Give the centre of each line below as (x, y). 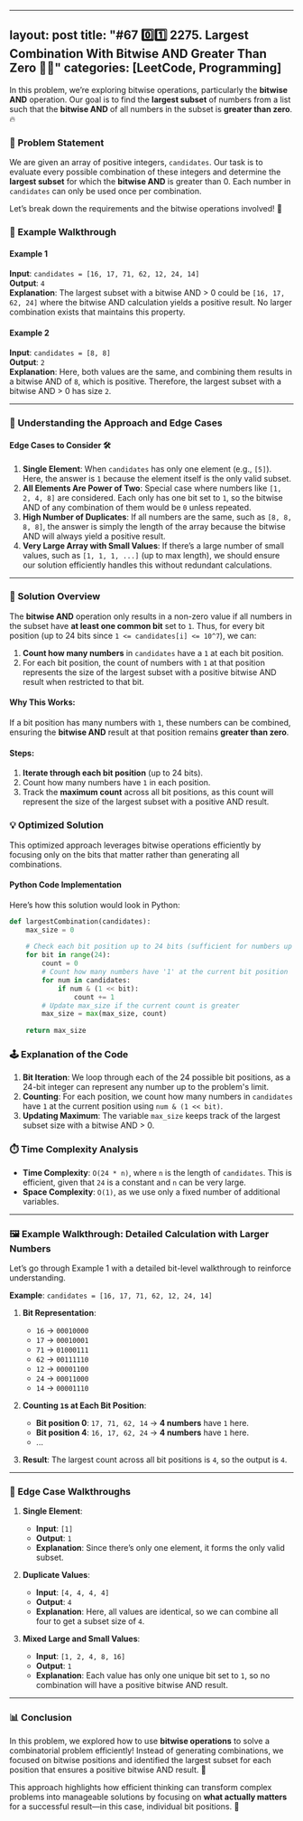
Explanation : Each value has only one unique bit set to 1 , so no (153, 1676)
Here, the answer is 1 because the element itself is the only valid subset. (156, 478)
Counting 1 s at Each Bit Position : (84, 1405)
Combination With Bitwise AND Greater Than (138, 54)
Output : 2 (27, 362)
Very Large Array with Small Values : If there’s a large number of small (153, 545)
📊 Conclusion (41, 1718)
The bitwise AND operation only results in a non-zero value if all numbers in (151, 616)
